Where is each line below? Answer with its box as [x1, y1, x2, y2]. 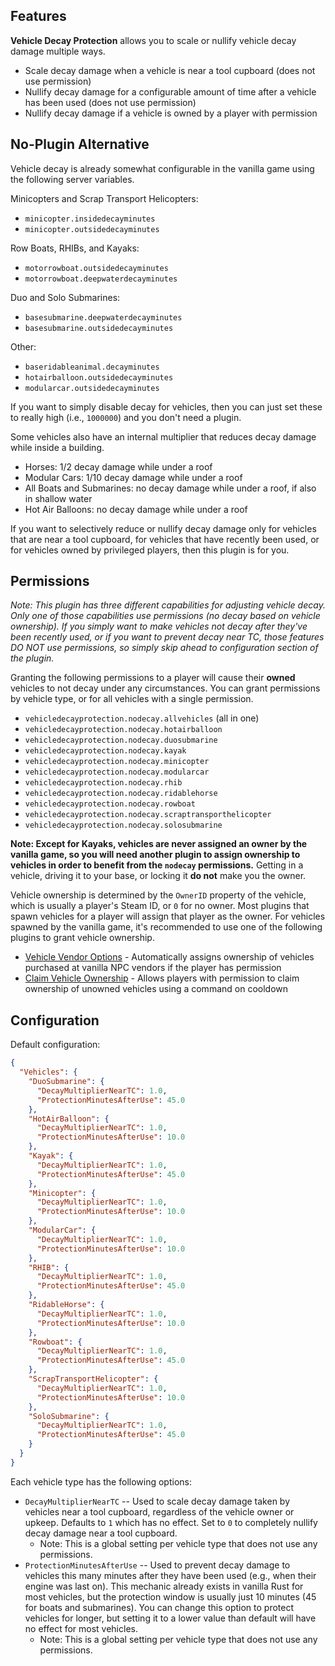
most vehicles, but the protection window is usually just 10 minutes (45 [24, 1590, 317, 1603]
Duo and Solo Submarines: [10, 291, 121, 303]
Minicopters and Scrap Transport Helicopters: [10, 192, 199, 204]
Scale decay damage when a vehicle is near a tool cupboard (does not [24, 64, 316, 76]
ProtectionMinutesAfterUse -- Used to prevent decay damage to [24, 1559, 291, 1571]
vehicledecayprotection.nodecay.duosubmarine [24, 735, 218, 746]
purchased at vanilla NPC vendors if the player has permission [24, 962, 282, 974]
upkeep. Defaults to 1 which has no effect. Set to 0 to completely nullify [24, 1516, 318, 1528]
